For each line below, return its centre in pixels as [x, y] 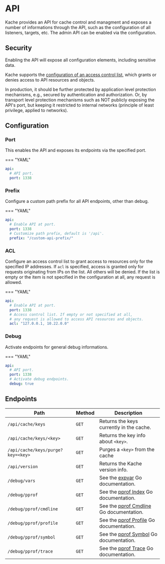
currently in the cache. [125, 427]
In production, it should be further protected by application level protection [81, 89]
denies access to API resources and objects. [50, 80]
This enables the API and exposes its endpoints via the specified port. [76, 150]
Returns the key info [122, 435]
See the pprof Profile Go [127, 520]
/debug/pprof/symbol [31, 537]
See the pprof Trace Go [126, 548]
